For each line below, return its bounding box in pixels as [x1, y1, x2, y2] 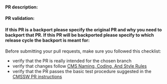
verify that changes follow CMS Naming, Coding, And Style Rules [12, 63, 147, 69]
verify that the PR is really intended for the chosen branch [12, 58, 131, 64]
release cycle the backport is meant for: [5, 37, 90, 43]
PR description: [5, 4, 38, 10]
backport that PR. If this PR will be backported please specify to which [5, 32, 154, 38]
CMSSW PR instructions [12, 74, 62, 80]
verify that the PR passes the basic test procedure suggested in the [12, 69, 151, 75]
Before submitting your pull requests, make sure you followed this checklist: [5, 48, 161, 54]
